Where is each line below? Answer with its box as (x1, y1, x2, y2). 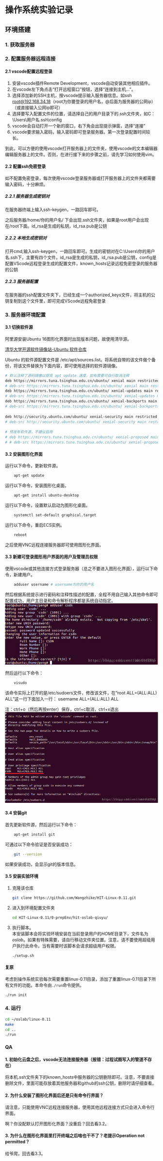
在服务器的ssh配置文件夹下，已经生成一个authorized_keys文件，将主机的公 (5, 292, 155, 298)
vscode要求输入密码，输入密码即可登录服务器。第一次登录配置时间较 (12, 129, 150, 134)
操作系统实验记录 (5, 4, 74, 16)
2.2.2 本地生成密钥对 (5, 235, 47, 241)
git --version (14, 852, 42, 856)
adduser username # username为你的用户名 (14, 582, 95, 587)
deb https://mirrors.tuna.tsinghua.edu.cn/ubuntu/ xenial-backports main (5, 399, 158, 404)
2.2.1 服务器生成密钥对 (5, 193, 50, 199)
